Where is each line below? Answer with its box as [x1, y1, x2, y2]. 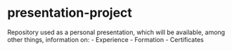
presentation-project [7, 5, 132, 21]
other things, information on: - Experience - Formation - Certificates [7, 35, 204, 43]
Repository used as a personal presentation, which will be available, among [7, 28, 226, 36]
